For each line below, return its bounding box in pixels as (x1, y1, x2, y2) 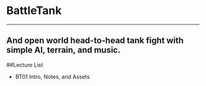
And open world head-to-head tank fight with (6, 35, 184, 46)
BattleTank (6, 4, 62, 18)
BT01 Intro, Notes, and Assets (15, 73, 90, 80)
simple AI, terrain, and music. (6, 45, 121, 56)
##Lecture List (6, 61, 44, 68)
